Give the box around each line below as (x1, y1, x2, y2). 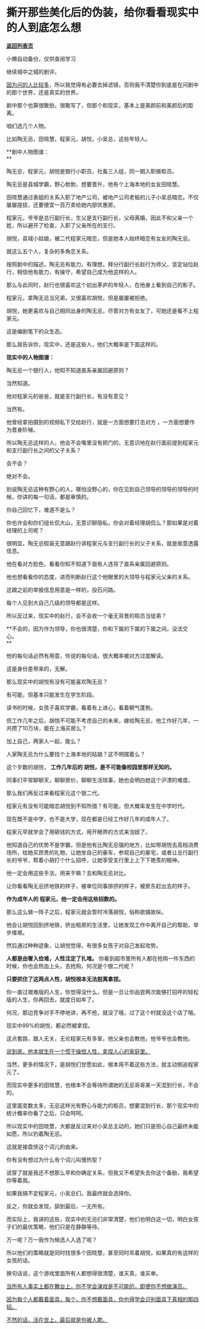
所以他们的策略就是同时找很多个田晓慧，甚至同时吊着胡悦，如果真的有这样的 (6, 1248, 199, 1256)
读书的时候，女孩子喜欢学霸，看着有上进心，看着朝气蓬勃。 (6, 704, 156, 711)
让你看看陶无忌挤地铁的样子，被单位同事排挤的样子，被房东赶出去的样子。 (6, 882, 193, 889)
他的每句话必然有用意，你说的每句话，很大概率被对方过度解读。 (6, 652, 167, 659)
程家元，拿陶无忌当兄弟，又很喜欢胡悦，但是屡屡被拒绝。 (6, 294, 151, 301)
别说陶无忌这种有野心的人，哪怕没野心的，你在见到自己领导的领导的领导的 (6, 485, 193, 493)
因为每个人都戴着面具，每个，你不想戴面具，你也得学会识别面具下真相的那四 (6, 1295, 199, 1303)
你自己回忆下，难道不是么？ (6, 506, 76, 513)
